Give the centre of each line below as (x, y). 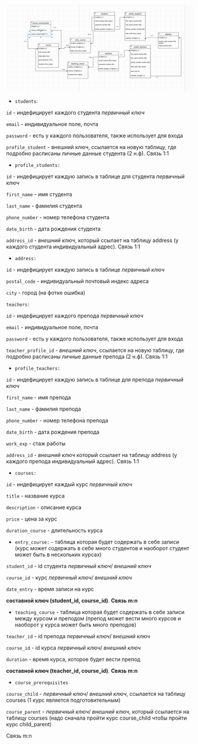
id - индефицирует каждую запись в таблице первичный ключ (85, 270)
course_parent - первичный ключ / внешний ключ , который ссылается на (98, 712)
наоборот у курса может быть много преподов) (75, 625)
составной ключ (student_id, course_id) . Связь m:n (72, 601)
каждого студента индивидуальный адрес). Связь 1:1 (73, 247)
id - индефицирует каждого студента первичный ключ (75, 113)
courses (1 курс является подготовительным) (63, 700)
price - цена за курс (32, 519)
